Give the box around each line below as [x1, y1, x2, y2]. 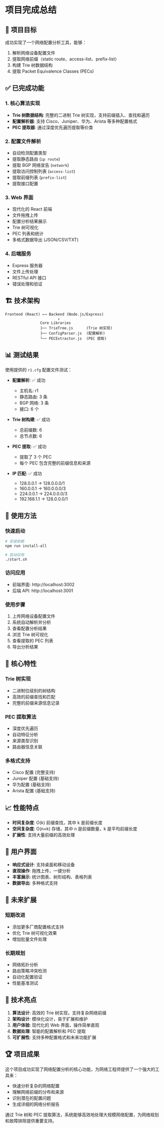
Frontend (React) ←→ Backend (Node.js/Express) [5, 312, 104, 317]
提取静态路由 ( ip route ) [12, 156, 60, 162]
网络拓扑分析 [12, 962, 38, 967]
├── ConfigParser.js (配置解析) [40, 331, 105, 336]
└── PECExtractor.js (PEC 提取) [40, 336, 107, 341]
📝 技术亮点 [5, 996, 37, 1004]
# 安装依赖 [5, 538, 24, 544]
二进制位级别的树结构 [12, 688, 55, 694]
